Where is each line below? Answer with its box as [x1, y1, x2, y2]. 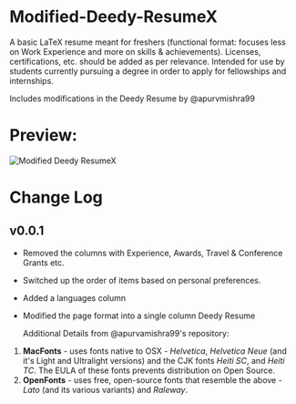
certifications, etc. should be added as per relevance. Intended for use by [9, 56, 285, 67]
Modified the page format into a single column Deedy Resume [22, 310, 256, 321]
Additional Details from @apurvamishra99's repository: [22, 327, 230, 338]
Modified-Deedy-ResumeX [9, 6, 219, 27]
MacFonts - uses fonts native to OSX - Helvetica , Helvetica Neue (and [22, 345, 287, 357]
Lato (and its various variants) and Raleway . [22, 384, 189, 395]
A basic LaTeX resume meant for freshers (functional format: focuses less [9, 36, 287, 47]
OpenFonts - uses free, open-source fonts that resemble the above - [22, 374, 282, 385]
